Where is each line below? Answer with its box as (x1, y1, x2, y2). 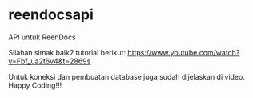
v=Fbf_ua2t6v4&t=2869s (8, 56, 91, 66)
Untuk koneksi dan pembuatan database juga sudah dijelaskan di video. (8, 71, 246, 81)
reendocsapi (8, 6, 94, 24)
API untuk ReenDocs (8, 32, 76, 42)
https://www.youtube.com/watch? (127, 47, 240, 57)
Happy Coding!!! (8, 80, 62, 90)
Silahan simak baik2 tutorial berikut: (8, 47, 127, 57)
